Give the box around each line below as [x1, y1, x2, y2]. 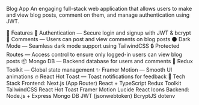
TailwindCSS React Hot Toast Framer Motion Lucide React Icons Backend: [6, 86, 189, 93]
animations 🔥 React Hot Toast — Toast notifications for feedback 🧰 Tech [6, 73, 185, 80]
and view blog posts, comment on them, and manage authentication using [6, 11, 190, 18]
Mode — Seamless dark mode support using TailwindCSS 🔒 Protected [6, 42, 180, 50]
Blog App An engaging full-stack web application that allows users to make [6, 5, 192, 12]
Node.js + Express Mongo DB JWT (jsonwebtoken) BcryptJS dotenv [6, 92, 176, 99]
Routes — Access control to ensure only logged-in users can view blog [6, 51, 182, 58]
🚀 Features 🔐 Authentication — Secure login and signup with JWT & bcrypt [6, 29, 191, 36]
